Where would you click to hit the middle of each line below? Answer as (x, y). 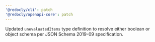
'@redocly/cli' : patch (29, 10)
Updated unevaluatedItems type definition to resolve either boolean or (77, 28)
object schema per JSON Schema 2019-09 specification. (64, 34)
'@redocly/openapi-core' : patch (39, 14)
